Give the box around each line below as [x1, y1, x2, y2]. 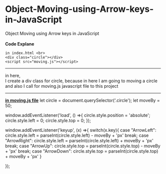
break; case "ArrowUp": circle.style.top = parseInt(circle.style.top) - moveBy [5, 143, 161, 149]
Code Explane [5, 41, 35, 47]
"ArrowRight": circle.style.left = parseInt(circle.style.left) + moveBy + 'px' [5, 137, 154, 143]
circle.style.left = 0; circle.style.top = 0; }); [5, 117, 91, 123]
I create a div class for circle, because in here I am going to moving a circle [5, 78, 158, 84]
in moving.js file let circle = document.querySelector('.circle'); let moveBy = [5, 97, 160, 103]
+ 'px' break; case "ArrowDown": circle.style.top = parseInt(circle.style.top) [5, 148, 159, 154]
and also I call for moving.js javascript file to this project [5, 83, 119, 89]
